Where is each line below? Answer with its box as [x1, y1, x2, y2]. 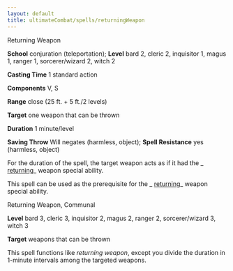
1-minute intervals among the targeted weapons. [7, 256, 146, 264]
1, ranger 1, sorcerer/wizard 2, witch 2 [7, 56, 116, 65]
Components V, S [7, 84, 59, 92]
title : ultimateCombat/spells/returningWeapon [7, 17, 145, 24]
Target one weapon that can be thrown [7, 111, 120, 119]
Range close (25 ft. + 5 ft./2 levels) [7, 97, 107, 105]
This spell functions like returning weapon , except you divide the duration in [7, 248, 225, 256]
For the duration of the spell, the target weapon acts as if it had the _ [7, 158, 204, 167]
